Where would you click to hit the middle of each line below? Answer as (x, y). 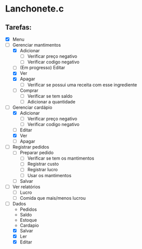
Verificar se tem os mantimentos (61, 158)
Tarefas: (18, 27)
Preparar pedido (37, 153)
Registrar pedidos (31, 147)
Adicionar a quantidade (51, 101)
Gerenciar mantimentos (36, 45)
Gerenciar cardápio (32, 107)
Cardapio (29, 225)
